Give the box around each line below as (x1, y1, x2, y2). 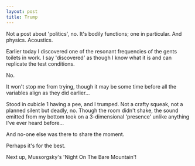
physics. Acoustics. (6, 36, 53, 43)
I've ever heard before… (6, 119, 64, 126)
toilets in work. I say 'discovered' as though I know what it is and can (6, 54, 172, 61)
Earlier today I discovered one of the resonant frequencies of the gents (6, 48, 177, 55)
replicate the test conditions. (6, 60, 75, 67)
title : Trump (6, 14, 38, 20)
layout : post (6, 8, 38, 15)
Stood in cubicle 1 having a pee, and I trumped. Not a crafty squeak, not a (6, 100, 183, 107)
